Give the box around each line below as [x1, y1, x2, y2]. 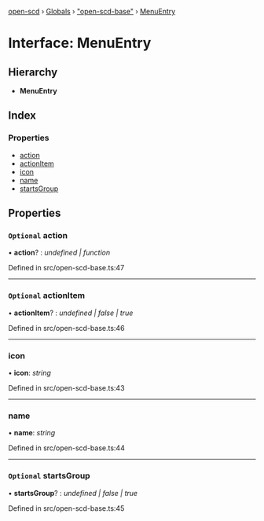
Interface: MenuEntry [8, 35, 152, 52]
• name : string [8, 428, 56, 438]
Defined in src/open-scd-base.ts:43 [8, 383, 125, 392]
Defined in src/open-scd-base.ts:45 [8, 503, 125, 513]
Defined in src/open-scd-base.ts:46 [8, 323, 125, 332]
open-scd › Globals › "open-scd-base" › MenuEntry [8, 7, 176, 16]
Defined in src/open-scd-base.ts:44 [8, 443, 126, 453]
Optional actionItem [8, 290, 85, 301]
